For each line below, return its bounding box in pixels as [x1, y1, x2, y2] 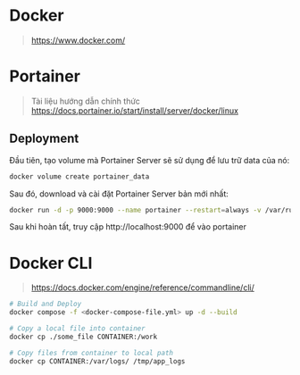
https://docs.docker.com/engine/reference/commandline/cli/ [30, 282, 254, 293]
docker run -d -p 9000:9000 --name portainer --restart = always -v [9, 205, 262, 214]
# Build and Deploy [9, 300, 82, 309]
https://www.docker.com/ [30, 35, 126, 46]
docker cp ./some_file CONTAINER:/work [9, 332, 158, 341]
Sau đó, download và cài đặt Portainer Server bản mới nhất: [9, 188, 229, 199]
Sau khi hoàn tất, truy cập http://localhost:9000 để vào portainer [9, 221, 247, 232]
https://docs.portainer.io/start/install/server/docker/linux [30, 104, 239, 116]
